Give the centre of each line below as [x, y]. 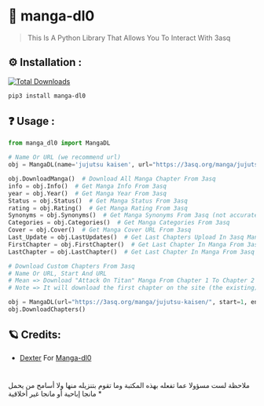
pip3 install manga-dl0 [47, 96]
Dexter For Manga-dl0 [55, 357]
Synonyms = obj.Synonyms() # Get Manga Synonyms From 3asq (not [117, 215]
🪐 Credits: [35, 335]
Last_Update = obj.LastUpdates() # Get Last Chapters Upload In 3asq [126, 238]
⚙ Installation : [45, 62]
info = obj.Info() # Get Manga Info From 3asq [88, 186]
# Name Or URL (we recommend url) [65, 157]
